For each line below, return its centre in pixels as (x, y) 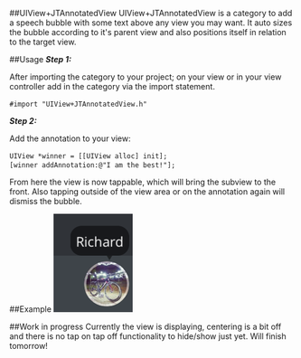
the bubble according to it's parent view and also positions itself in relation (148, 32)
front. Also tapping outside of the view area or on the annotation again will (147, 192)
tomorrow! (28, 346)
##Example (31, 309)
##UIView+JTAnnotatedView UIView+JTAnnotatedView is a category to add (151, 13)
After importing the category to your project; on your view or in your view (146, 77)
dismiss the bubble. (46, 201)
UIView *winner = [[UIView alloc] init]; (89, 156)
